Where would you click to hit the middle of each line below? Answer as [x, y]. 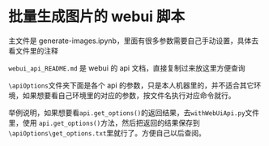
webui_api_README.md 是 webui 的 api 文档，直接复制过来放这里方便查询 [127, 68]
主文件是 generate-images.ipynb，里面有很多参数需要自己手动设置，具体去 [134, 41]
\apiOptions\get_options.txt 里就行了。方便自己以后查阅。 [107, 133]
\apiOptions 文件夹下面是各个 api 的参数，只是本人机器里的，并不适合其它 [131, 85]
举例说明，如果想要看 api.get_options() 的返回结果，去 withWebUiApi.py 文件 [134, 112]
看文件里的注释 [33, 50]
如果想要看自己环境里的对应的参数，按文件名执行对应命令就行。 [129, 95]
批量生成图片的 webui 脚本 [97, 17]
